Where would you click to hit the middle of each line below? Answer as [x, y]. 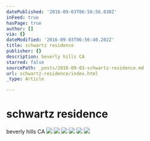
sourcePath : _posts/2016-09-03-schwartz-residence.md [75, 68]
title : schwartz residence [40, 46]
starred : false [25, 62]
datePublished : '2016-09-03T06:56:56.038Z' [62, 12]
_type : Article [25, 79]
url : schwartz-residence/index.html [52, 74]
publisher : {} [24, 51]
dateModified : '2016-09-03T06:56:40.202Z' [60, 40]
